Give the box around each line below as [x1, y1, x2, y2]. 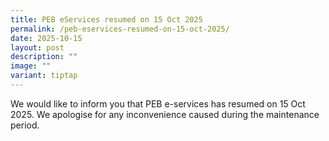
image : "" [10, 61, 52, 71]
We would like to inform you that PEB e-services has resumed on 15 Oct [10, 97, 306, 110]
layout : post [10, 42, 65, 53]
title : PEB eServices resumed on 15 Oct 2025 [10, 14, 203, 25]
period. [10, 119, 40, 131]
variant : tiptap [10, 71, 78, 81]
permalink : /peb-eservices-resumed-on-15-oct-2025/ [10, 24, 230, 34]
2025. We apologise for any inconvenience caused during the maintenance [10, 108, 320, 120]
